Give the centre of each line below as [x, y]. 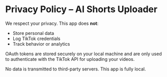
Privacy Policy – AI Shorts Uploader [81, 9]
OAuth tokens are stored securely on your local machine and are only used [83, 54]
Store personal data [33, 33]
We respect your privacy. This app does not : [52, 23]
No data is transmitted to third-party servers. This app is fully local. [76, 69]
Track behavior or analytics [41, 44]
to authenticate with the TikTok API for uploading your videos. [70, 59]
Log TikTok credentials [36, 38]
